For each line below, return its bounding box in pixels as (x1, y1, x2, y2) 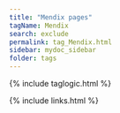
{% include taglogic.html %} (9, 79, 112, 88)
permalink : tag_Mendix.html (9, 37, 113, 47)
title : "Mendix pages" (9, 12, 93, 22)
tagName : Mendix (9, 21, 69, 30)
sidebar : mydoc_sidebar (9, 46, 97, 55)
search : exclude (9, 29, 69, 38)
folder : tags (9, 54, 57, 63)
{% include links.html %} (9, 95, 99, 106)
